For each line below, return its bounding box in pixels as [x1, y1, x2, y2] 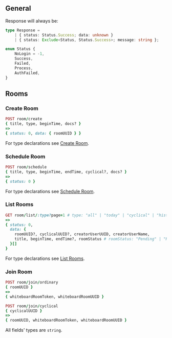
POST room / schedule [5, 164, 47, 170]
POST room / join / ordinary [5, 280, 58, 285]
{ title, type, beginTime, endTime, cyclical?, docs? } [5, 169, 127, 174]
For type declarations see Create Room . [5, 140, 90, 146]
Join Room [5, 268, 32, 275]
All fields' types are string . [5, 327, 62, 333]
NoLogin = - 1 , [14, 51, 45, 57]
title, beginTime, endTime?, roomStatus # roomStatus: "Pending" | [14, 236, 161, 242]
